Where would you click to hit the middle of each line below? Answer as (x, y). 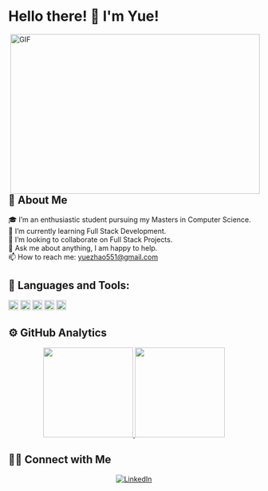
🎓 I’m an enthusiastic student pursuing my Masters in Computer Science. (130, 220)
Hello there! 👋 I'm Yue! (84, 16)
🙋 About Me (38, 200)
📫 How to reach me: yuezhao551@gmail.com (83, 257)
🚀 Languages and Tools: (69, 285)
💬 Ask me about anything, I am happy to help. (83, 248)
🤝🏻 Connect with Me (60, 459)
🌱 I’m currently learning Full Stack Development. (87, 232)
